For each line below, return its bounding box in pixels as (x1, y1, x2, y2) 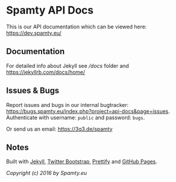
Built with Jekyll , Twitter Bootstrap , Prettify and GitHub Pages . (6, 158, 158, 165)
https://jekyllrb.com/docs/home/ (6, 69, 85, 76)
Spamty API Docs (6, 4, 94, 17)
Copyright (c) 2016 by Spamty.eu (6, 170, 87, 177)
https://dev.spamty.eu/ (6, 29, 62, 36)
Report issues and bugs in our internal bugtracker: (6, 101, 129, 108)
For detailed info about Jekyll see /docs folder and (6, 62, 129, 69)
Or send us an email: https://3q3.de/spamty (6, 125, 113, 132)
